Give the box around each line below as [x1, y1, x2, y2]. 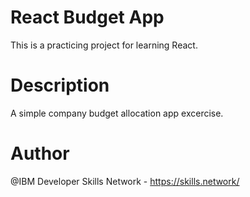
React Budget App [10, 6, 165, 29]
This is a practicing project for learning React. [10, 39, 198, 51]
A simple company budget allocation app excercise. [10, 107, 224, 119]
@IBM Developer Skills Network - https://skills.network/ [10, 175, 240, 187]
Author [10, 142, 70, 165]
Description [10, 74, 110, 97]
